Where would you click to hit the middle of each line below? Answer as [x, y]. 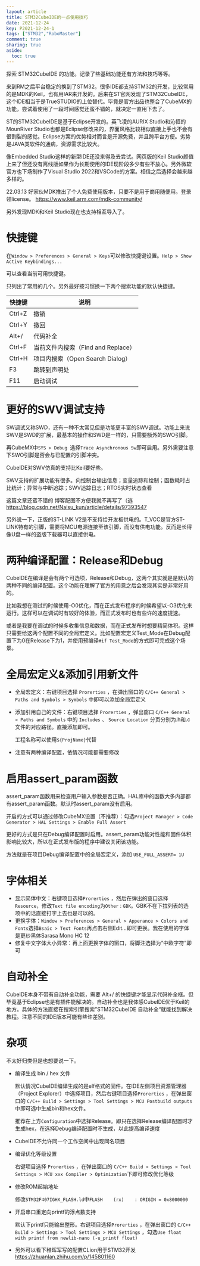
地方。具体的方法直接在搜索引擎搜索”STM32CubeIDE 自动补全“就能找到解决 [99, 1009]
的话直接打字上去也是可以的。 [62, 913]
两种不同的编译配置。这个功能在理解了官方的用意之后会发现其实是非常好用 [97, 585]
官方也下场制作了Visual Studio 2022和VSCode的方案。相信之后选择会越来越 [99, 171]
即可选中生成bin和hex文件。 [54, 1109]
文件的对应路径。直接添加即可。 [54, 727]
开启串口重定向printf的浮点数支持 [55, 1212]
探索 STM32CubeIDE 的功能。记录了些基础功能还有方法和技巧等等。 [90, 74]
